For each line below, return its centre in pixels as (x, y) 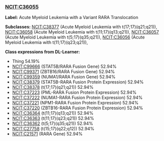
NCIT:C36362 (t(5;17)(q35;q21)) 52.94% (53, 123)
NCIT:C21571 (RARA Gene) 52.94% (47, 134)
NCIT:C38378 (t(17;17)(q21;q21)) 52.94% (53, 87)
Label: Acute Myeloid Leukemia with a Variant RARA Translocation (72, 18)
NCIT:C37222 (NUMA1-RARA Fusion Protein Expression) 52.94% (77, 98)
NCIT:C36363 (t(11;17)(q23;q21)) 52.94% (53, 119)
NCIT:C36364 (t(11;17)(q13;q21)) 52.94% (53, 113)
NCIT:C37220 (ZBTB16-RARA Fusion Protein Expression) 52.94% (78, 108)
